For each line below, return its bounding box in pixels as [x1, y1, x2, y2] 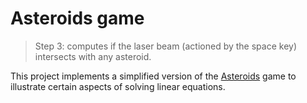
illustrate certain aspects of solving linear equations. [10, 80, 226, 92]
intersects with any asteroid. [34, 50, 152, 62]
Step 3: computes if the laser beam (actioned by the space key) [34, 40, 297, 52]
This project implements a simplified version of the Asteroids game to [10, 70, 297, 82]
